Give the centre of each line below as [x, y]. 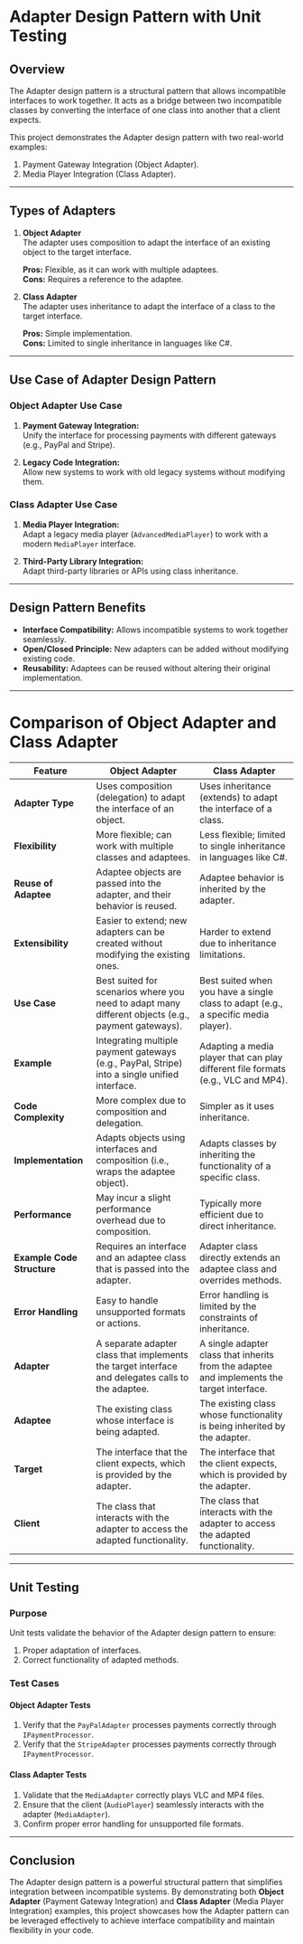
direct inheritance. [238, 1226]
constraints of [229, 1317]
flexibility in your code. [52, 1930]
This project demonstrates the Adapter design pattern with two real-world [147, 137]
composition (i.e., [133, 1160]
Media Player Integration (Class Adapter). [99, 174]
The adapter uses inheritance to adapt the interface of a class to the [149, 306]
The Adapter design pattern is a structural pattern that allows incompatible [148, 91]
